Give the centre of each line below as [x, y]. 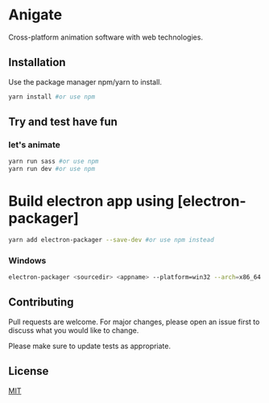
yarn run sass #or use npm [54, 162]
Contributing [41, 303]
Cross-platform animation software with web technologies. [106, 37]
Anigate [35, 15]
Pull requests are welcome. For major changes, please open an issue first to [134, 322]
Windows [27, 260]
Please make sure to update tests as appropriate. [90, 346]
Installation [37, 62]
